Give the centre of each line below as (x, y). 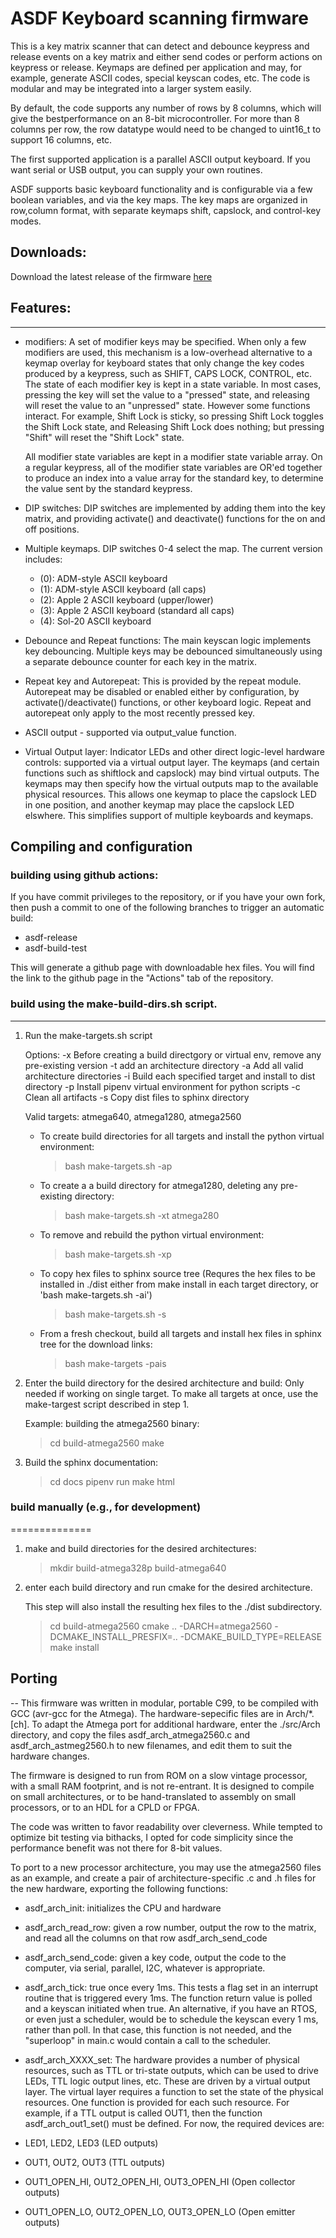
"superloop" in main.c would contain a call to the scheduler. (148, 2040)
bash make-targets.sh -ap (118, 1166)
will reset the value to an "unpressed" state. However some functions (167, 405)
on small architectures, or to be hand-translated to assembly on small (153, 1796)
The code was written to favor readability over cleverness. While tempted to (166, 1826)
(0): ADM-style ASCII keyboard (103, 578)
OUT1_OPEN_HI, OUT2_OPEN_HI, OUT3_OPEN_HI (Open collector (160, 2181)
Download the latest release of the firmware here (111, 276)
